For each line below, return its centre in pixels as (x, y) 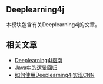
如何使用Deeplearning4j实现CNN (55, 75)
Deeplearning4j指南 (39, 60)
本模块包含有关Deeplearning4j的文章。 (53, 24)
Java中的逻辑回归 (36, 68)
